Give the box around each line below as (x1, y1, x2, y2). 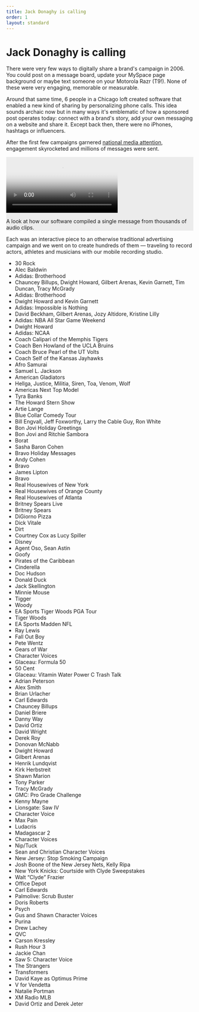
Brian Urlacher (14, 690, 50, 697)
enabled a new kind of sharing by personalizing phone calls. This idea (6, 102, 177, 109)
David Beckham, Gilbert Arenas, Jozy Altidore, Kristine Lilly (14, 310, 160, 317)
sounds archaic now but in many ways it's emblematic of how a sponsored (6, 108, 189, 116)
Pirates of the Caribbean (14, 558, 75, 565)
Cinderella (14, 563, 40, 571)
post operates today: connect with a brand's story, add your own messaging (6, 114, 193, 122)
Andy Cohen (14, 456, 46, 463)
